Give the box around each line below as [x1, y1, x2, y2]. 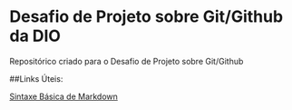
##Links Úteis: [9, 73, 63, 84]
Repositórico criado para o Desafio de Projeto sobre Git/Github [9, 55, 244, 66]
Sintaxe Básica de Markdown [9, 91, 118, 102]
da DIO [9, 25, 62, 46]
